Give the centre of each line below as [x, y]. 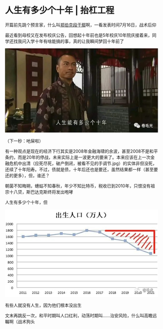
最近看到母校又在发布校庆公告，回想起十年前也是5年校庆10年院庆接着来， [79, 35]
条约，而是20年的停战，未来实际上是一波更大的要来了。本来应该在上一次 [78, 157]
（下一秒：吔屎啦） [24, 141]
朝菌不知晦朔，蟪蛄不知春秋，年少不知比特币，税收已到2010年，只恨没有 [78, 186]
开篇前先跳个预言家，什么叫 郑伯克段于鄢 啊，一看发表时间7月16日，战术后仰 [81, 25]
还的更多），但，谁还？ [27, 175]
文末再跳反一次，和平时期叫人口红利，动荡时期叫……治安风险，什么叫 [75, 315]
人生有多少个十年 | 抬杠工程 [60, 10]
